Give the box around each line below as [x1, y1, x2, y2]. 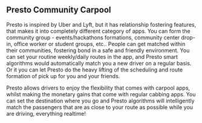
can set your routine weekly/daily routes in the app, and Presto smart [6, 53, 178, 60]
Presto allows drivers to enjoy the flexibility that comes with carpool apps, [6, 84, 191, 91]
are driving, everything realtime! [6, 110, 86, 117]
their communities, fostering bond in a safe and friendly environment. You [6, 47, 190, 54]
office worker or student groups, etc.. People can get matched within [13, 40, 186, 47]
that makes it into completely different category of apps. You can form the [6, 27, 191, 35]
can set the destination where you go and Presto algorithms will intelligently [6, 97, 195, 104]
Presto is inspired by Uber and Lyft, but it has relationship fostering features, [6, 21, 197, 28]
